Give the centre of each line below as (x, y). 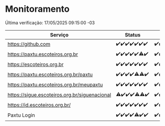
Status (133, 34)
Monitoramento (37, 9)
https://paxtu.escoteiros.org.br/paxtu (50, 75)
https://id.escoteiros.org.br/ (39, 105)
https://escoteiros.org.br (36, 64)
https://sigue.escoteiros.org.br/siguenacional (59, 95)
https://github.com (29, 44)
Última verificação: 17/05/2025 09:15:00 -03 (50, 23)
